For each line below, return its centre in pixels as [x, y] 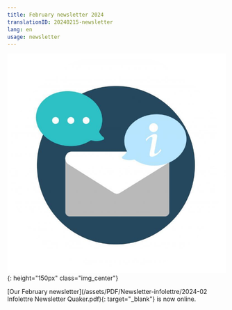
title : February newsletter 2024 [56, 15]
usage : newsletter [34, 37]
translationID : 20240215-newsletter [60, 22]
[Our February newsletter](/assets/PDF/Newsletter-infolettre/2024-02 [107, 292]
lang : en [20, 29]
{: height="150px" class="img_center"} [63, 278]
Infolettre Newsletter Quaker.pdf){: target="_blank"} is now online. [102, 299]
